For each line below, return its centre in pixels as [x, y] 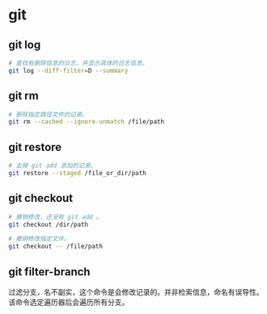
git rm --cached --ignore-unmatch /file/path [86, 122]
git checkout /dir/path [49, 224]
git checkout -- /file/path [56, 247]
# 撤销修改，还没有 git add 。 [55, 217]
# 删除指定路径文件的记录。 [49, 115]
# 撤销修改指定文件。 [39, 239]
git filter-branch [49, 272]
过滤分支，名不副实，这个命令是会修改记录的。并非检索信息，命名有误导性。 [136, 292]
